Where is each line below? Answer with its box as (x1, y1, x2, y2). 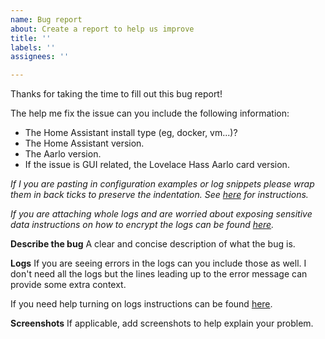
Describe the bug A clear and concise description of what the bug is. (10, 238, 296, 250)
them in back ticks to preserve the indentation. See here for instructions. (10, 189, 309, 201)
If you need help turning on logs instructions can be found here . (10, 298, 273, 310)
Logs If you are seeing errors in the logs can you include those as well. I (10, 257, 307, 270)
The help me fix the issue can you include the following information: (10, 107, 290, 120)
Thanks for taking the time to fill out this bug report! (10, 88, 223, 100)
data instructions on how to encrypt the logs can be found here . (10, 219, 275, 231)
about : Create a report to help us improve (10, 24, 195, 34)
